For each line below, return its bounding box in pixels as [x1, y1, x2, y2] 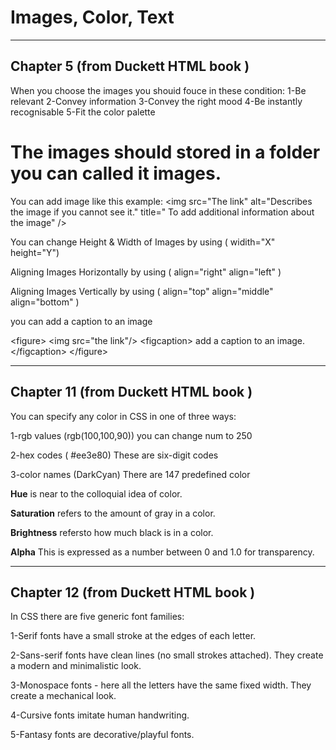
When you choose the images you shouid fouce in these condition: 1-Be [10, 84, 307, 96]
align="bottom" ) [10, 296, 80, 308]
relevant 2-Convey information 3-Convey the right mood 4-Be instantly [10, 95, 303, 107]
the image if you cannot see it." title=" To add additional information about [10, 206, 315, 218]
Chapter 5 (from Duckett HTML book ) [10, 58, 250, 75]
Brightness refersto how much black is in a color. [10, 526, 214, 538]
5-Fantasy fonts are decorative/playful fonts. [10, 729, 195, 741]
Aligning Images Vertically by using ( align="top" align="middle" [10, 285, 274, 297]
